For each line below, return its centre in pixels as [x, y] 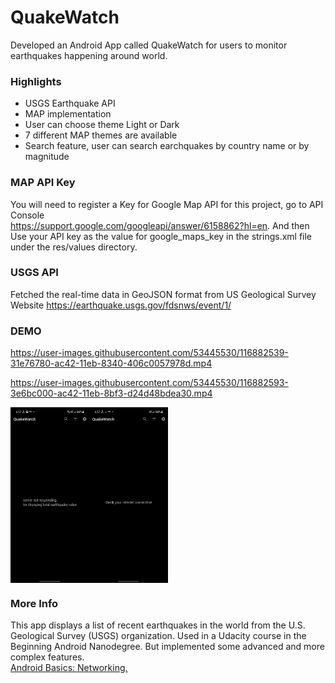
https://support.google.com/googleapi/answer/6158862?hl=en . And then [160, 225]
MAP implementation [68, 114]
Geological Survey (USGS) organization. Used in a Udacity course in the [158, 635]
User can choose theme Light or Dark [102, 125]
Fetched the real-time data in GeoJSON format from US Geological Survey [163, 294]
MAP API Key [43, 183]
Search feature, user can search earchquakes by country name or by [167, 146]
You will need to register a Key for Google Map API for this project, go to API [167, 204]
